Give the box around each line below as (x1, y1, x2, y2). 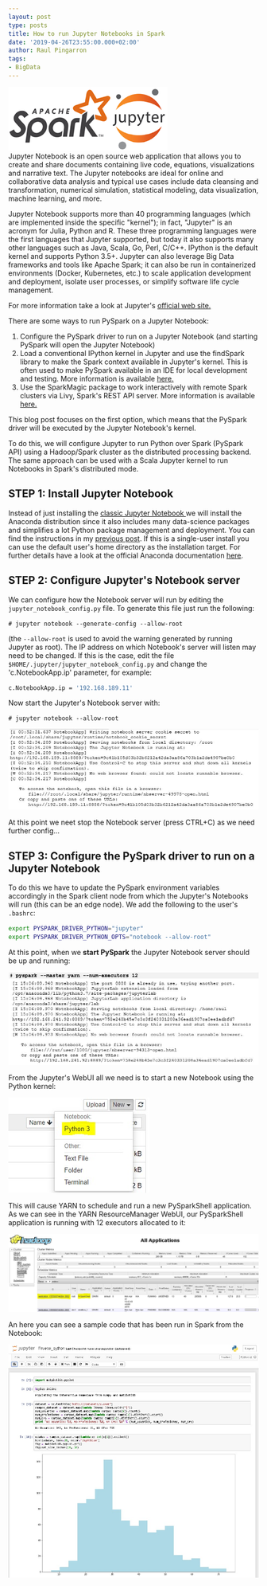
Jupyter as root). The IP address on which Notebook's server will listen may (8, 642, 257, 652)
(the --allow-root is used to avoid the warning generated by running (8, 633, 233, 643)
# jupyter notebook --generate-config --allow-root (8, 620, 183, 628)
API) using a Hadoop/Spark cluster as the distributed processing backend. (8, 447, 252, 456)
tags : (8, 55, 26, 63)
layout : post (8, 13, 52, 21)
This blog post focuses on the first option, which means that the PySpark (8, 414, 248, 424)
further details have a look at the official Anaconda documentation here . (8, 550, 244, 560)
